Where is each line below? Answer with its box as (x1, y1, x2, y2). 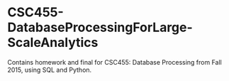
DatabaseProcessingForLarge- (7, 19, 193, 36)
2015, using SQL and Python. (7, 65, 92, 74)
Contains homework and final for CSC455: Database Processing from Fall (7, 58, 222, 66)
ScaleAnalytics (7, 35, 99, 50)
